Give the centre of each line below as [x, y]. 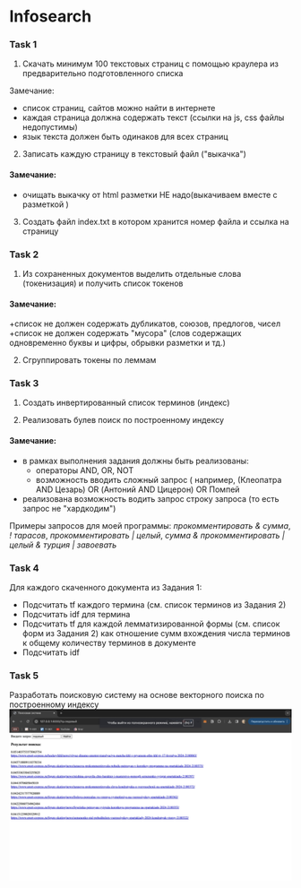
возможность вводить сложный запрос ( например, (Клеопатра [159, 479]
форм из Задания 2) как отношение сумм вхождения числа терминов [156, 633]
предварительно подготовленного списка [103, 73]
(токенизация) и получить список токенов [103, 283]
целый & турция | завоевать [63, 545]
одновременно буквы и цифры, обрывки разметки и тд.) [117, 343]
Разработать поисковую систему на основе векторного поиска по [137, 695]
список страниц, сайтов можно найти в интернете [119, 108]
